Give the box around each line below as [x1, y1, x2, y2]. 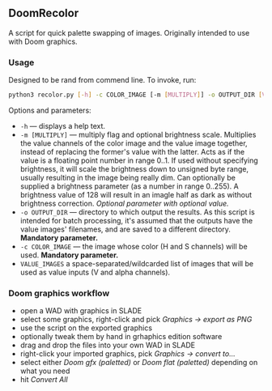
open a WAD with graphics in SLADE [19, 306, 142, 316]
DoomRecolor [8, 6, 79, 20]
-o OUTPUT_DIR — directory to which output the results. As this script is [19, 206, 255, 217]
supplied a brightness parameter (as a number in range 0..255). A [19, 181, 239, 191]
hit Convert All [19, 375, 68, 385]
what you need [19, 366, 70, 376]
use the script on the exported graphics [19, 323, 152, 333]
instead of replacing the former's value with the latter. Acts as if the [19, 147, 245, 156]
